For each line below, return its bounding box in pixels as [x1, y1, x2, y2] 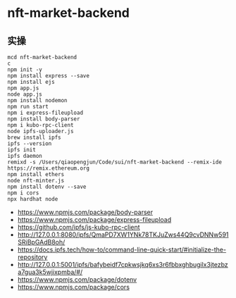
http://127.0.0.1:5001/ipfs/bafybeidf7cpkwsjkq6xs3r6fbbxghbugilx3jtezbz [17, 261, 229, 268]
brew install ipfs [7, 134, 61, 141]
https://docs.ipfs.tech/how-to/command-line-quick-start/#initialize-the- [17, 245, 227, 254]
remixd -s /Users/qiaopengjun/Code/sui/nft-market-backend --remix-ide [7, 159, 222, 166]
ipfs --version [7, 140, 52, 147]
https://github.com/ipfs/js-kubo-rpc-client [17, 223, 140, 231]
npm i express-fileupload [7, 109, 83, 116]
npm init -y [7, 66, 42, 73]
